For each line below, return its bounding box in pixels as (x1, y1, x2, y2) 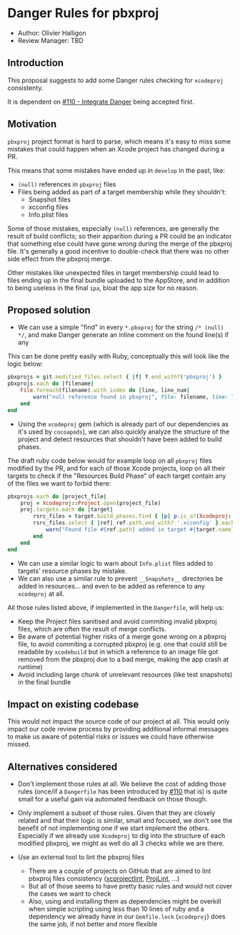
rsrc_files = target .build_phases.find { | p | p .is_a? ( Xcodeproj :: (33, 513, 235, 520)
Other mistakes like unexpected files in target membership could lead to (7, 268, 219, 276)
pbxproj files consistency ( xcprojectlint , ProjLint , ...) (28, 874, 180, 883)
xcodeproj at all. (17, 589, 65, 598)
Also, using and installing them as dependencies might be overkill (28, 897, 221, 906)
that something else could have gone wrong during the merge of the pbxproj (7, 239, 232, 248)
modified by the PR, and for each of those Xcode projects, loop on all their (7, 464, 226, 472)
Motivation (7, 118, 57, 130)
